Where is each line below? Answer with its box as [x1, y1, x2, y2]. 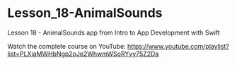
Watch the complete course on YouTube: [7, 42, 126, 50]
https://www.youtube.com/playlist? [127, 42, 230, 50]
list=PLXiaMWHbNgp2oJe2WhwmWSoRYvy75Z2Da [7, 49, 159, 58]
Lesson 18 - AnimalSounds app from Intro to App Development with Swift [7, 28, 221, 37]
